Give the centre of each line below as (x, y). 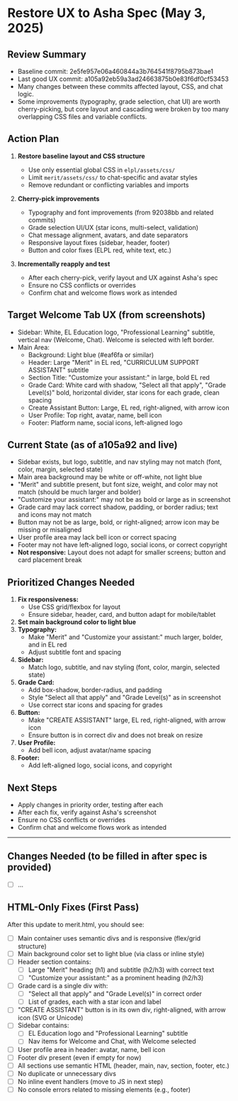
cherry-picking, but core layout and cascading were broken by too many (123, 109)
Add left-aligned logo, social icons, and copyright (100, 765)
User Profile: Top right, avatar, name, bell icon (95, 415)
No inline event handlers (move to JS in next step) (90, 1081)
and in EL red (47, 645)
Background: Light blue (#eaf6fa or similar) (91, 355)
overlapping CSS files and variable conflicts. (82, 116)
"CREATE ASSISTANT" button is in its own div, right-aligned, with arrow (121, 1010)
